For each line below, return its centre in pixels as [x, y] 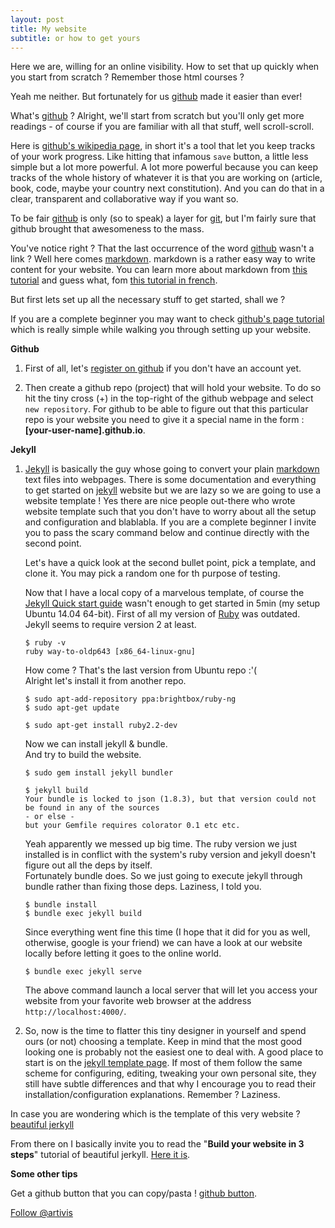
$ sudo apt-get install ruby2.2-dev [101, 726]
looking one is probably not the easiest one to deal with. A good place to [174, 1052]
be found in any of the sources [92, 808]
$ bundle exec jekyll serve [83, 972]
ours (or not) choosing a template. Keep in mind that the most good [163, 1042]
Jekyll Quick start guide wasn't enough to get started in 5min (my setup [172, 603]
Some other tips [44, 1174]
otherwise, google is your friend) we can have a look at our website [163, 943]
